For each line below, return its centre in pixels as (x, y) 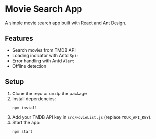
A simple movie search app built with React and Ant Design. (66, 23)
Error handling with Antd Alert (43, 61)
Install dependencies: (34, 99)
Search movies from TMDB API (44, 50)
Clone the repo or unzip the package (50, 93)
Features (19, 38)
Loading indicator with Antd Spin (45, 55)
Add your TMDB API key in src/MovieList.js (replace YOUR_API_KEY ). (82, 117)
